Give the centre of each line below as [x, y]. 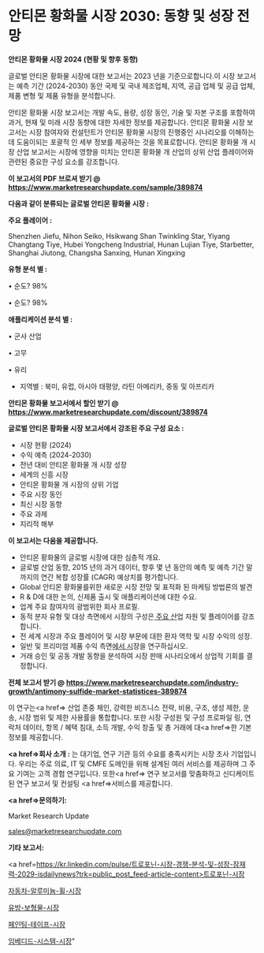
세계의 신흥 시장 [44, 475]
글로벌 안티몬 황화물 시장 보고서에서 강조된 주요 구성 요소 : [96, 428]
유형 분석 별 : [28, 269]
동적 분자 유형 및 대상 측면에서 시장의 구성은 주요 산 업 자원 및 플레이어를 [130, 616]
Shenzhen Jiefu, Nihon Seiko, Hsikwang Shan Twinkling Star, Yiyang [119, 236]
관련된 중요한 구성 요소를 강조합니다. [64, 162]
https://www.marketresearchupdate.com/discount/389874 [108, 411]
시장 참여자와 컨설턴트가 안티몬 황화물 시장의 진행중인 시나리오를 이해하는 [141, 132]
